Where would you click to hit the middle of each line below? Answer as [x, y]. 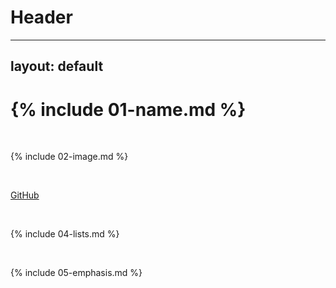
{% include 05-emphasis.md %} [76, 273]
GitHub [25, 195]
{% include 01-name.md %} [128, 109]
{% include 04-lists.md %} [65, 234]
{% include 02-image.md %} [69, 157]
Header [41, 17]
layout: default [57, 66]
